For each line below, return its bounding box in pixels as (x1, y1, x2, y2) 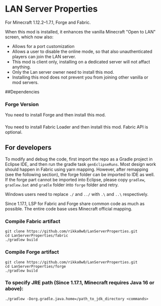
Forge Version (5, 101, 39, 108)
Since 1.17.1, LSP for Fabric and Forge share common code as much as (5, 200, 145, 207)
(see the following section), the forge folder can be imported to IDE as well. (5, 171, 155, 177)
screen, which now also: (5, 34, 54, 40)
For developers (5, 143, 52, 151)
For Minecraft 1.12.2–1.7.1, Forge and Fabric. (5, 19, 91, 25)
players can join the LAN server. (12, 53, 76, 59)
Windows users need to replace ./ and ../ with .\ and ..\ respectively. (5, 191, 149, 197)
